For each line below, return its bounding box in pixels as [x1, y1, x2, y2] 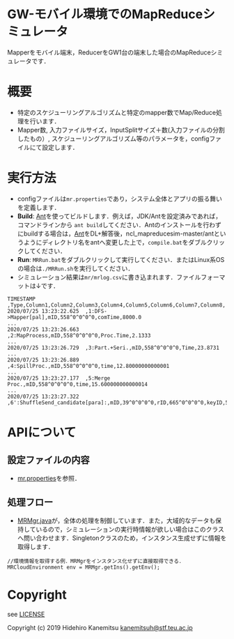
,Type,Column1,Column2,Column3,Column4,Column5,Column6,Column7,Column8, [7, 301, 226, 309]
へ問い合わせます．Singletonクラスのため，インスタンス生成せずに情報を [17, 534, 227, 542]
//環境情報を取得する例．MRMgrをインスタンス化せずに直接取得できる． [7, 557, 185, 564]
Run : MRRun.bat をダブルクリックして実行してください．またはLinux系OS [17, 255, 225, 263]
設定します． [41, 143, 79, 151]
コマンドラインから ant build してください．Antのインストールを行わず [17, 220, 221, 229]
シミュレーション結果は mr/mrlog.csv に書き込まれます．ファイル [17, 272, 201, 281]
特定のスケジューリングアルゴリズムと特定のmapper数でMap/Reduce [17, 108, 217, 116]
